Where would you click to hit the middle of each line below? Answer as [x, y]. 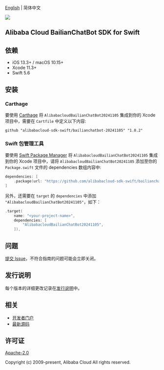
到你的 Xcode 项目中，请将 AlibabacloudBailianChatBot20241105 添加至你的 [81, 162]
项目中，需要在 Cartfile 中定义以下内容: [46, 121]
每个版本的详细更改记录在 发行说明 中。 [43, 288]
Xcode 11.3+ [24, 68]
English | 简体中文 [23, 8]
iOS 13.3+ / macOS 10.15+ [38, 63]
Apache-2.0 [17, 353]
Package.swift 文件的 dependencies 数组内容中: [53, 167]
